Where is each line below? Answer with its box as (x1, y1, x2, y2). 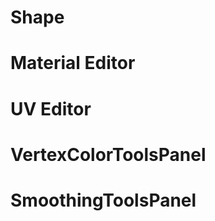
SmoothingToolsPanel (10, 189, 197, 211)
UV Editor (10, 97, 92, 120)
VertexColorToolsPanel (10, 143, 207, 166)
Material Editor (10, 52, 136, 75)
